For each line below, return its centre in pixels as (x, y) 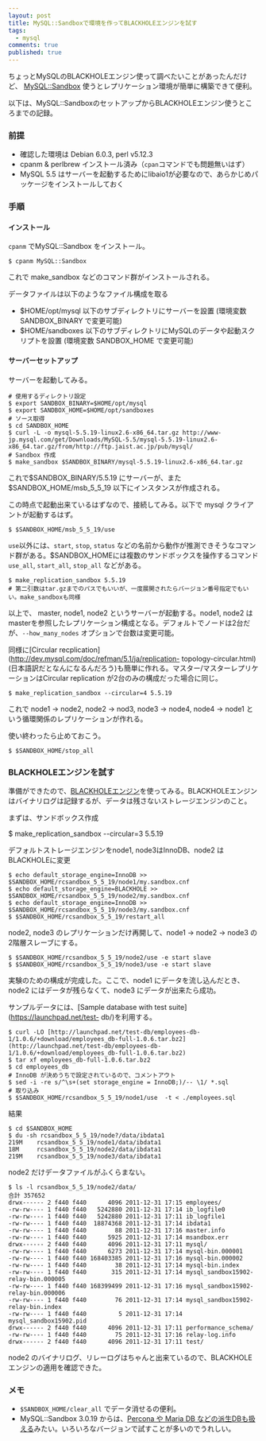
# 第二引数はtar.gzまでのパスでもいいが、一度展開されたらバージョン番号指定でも (126, 588)
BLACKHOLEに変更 (40, 860)
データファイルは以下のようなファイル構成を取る (88, 294)
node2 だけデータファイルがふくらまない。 (79, 1172)
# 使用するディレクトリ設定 (47, 396)
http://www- (202, 433)
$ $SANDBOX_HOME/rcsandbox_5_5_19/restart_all (87, 917)
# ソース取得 (27, 418)
